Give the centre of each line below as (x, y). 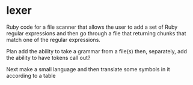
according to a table (31, 75)
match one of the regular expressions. (54, 40)
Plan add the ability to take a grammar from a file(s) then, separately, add (97, 51)
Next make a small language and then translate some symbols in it (88, 69)
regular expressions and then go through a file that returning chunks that (96, 33)
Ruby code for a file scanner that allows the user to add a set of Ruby (92, 27)
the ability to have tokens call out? (48, 57)
